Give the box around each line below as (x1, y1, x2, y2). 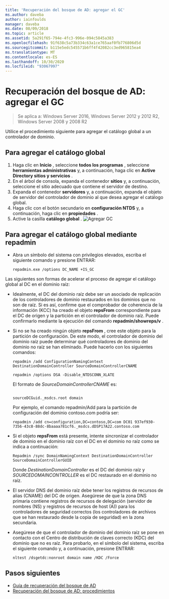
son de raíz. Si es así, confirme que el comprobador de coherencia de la (12, 302, 163, 308)
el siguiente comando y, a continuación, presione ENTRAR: (12, 545, 135, 551)
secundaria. (12, 520, 38, 526)
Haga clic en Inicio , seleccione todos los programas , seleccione (12, 162, 150, 168)
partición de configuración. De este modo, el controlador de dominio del (12, 333, 163, 339)
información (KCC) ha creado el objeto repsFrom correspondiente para (12, 307, 161, 313)
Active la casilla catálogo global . (12, 216, 82, 222)
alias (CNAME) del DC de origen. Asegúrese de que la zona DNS (12, 492, 147, 499)
